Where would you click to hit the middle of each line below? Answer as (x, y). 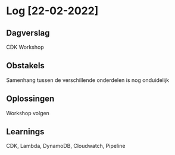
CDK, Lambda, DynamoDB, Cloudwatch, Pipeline (66, 146)
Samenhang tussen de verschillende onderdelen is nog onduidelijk (88, 80)
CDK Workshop (25, 47)
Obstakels (25, 66)
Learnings (25, 132)
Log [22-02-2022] (52, 11)
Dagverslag (28, 33)
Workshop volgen (28, 113)
